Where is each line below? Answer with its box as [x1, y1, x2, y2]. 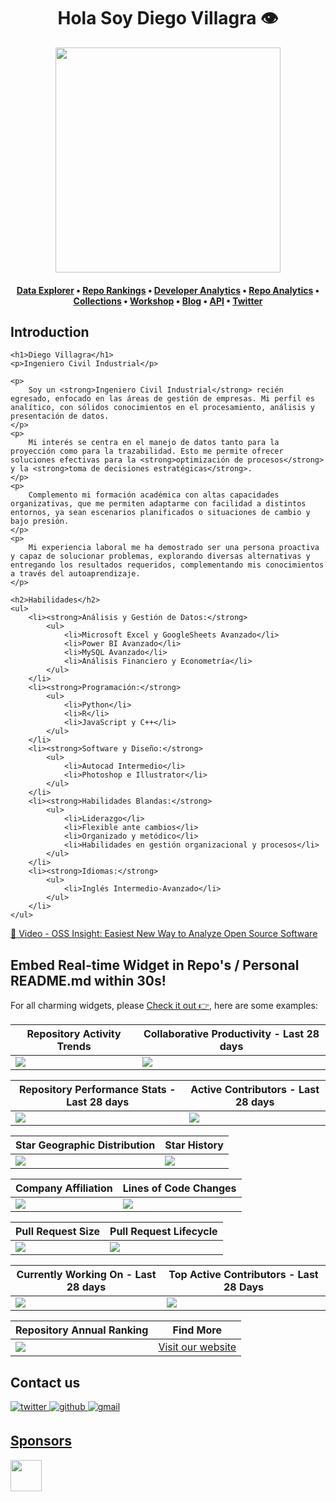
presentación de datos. [10, 411, 110, 422]
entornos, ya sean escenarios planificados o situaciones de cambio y [10, 508, 311, 518]
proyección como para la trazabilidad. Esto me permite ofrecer [10, 446, 284, 457]
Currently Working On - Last [16, 1268, 157, 1282]
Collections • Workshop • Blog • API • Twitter [73, 295, 263, 307]
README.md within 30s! [10, 972, 167, 989]
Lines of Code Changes [122, 1181, 237, 1195]
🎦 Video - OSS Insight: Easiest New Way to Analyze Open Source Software [10, 928, 318, 940]
